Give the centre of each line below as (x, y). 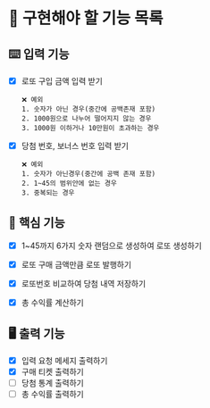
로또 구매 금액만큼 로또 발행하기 (76, 265)
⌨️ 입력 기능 (39, 54)
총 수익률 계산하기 (52, 303)
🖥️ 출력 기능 (37, 333)
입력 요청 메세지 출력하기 (64, 361)
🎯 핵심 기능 (37, 223)
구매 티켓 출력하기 (52, 372)
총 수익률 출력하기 (52, 395)
